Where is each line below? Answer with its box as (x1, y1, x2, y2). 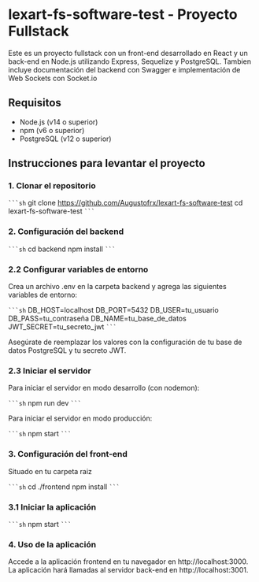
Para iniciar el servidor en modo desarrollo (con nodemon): (8, 384, 200, 393)
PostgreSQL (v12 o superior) (19, 134, 112, 143)
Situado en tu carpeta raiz (8, 466, 93, 476)
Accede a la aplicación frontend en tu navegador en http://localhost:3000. (8, 557, 249, 566)
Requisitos (8, 96, 61, 109)
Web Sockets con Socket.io (8, 73, 98, 83)
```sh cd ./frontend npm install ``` (8, 482, 120, 491)
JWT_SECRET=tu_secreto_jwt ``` (8, 322, 117, 332)
